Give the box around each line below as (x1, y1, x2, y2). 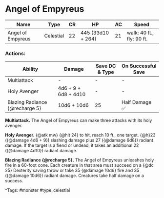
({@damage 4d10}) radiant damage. (5, 148, 78, 154)
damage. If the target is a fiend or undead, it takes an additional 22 (5, 142, 139, 148)
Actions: (5, 50, 26, 57)
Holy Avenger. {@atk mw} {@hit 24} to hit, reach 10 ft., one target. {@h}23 (5, 132, 156, 138)
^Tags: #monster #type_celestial (5, 187, 70, 193)
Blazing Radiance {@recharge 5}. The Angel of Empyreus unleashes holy (5, 157, 154, 163)
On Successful (121, 62, 157, 69)
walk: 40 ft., (126, 29, 154, 36)
